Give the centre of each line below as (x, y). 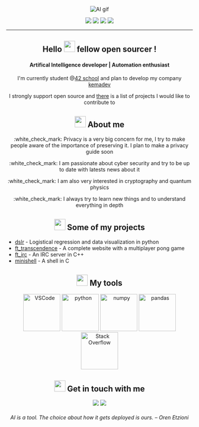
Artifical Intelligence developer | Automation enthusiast (99, 65)
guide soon (99, 151)
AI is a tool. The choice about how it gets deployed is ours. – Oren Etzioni (99, 417)
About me (106, 125)
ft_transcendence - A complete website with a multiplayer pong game (99, 248)
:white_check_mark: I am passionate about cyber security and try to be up (99, 163)
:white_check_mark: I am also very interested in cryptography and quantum (99, 181)
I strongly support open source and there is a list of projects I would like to (99, 96)
